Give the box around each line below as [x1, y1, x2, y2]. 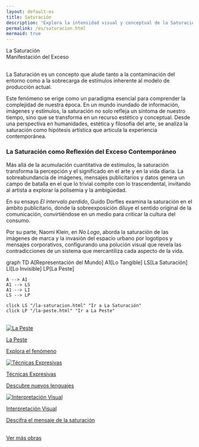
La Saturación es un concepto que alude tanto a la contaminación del [6, 71, 175, 78]
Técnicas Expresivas [6, 370, 56, 378]
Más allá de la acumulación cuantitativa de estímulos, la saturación [6, 161, 169, 168]
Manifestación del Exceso [6, 53, 69, 61]
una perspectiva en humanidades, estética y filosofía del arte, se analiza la [6, 120, 188, 128]
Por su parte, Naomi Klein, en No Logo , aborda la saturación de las [6, 228, 169, 235]
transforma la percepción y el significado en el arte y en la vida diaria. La [6, 167, 184, 175]
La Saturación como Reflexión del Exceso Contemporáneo [6, 148, 176, 156]
